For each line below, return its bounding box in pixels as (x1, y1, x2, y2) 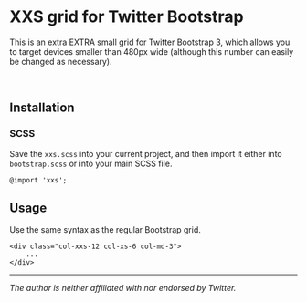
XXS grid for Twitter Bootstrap (9, 6, 244, 27)
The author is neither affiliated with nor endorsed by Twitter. (9, 283, 237, 294)
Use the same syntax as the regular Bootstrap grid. (9, 224, 201, 235)
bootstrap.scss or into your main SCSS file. (9, 158, 173, 169)
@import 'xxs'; (9, 175, 68, 184)
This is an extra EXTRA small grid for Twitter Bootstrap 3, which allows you (9, 36, 291, 47)
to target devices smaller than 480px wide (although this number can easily (9, 46, 294, 57)
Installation (9, 100, 75, 116)
